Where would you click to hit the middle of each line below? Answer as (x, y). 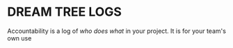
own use (19, 38)
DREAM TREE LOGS (64, 12)
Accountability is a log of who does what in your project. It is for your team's (116, 31)
